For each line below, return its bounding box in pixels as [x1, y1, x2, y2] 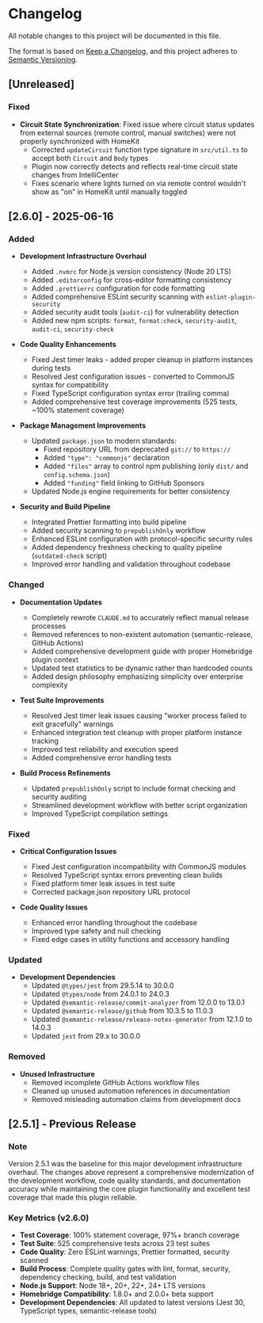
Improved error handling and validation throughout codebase [31, 559, 231, 569]
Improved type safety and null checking [31, 926, 162, 936]
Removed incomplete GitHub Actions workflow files [31, 1077, 200, 1087]
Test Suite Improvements [19, 695, 105, 705]
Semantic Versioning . [8, 55, 78, 64]
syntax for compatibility [31, 380, 109, 390]
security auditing [31, 791, 87, 801]
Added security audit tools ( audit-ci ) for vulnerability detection [31, 307, 239, 317]
